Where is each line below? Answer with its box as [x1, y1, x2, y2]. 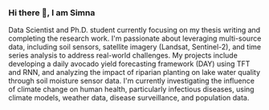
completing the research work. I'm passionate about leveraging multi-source [8, 33, 262, 43]
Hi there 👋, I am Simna [8, 7, 96, 18]
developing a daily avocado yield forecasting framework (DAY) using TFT [8, 59, 251, 69]
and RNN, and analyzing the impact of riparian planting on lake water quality [8, 68, 261, 77]
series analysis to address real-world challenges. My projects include [8, 51, 238, 61]
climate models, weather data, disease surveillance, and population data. [8, 93, 250, 103]
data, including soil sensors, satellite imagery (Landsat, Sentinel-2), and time [8, 42, 262, 52]
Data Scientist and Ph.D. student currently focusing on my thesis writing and [8, 26, 261, 35]
